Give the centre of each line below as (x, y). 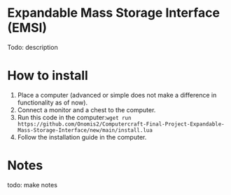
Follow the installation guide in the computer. (82, 137)
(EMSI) (27, 28)
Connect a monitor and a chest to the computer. (86, 109)
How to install (48, 76)
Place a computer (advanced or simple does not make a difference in (117, 95)
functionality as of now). (52, 102)
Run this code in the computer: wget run (74, 117)
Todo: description (33, 47)
